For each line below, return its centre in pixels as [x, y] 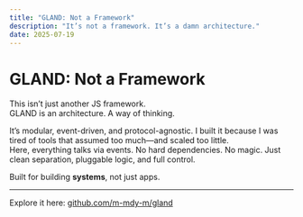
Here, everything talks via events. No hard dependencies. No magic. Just [145, 150]
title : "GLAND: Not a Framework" [72, 18]
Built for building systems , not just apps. [85, 177]
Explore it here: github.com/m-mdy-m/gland [91, 203]
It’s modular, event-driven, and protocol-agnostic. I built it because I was [144, 131]
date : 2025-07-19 [42, 34]
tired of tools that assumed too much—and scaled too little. [119, 140]
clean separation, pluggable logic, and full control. [102, 159]
